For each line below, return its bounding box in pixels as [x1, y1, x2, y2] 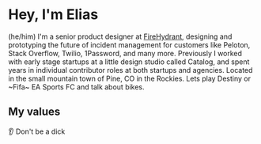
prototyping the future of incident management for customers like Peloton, [8, 40, 251, 49]
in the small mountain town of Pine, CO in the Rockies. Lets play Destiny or [8, 74, 252, 83]
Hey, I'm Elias [8, 6, 99, 24]
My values [8, 105, 61, 119]
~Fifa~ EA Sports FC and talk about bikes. [8, 81, 145, 92]
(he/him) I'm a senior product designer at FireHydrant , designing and [8, 32, 233, 41]
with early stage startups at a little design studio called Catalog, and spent [8, 57, 250, 66]
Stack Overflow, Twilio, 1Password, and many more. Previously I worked [8, 48, 243, 58]
